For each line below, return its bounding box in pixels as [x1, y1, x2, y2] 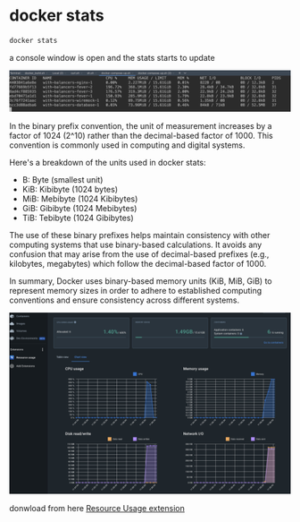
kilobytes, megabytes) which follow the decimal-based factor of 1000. [9, 258, 267, 269]
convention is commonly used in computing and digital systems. [9, 140, 246, 150]
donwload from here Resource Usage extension [9, 502, 185, 513]
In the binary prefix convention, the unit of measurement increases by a [9, 120, 272, 131]
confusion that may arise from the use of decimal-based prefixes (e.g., [9, 248, 270, 260]
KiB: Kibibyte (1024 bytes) [21, 184, 119, 194]
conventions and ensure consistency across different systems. [9, 295, 240, 305]
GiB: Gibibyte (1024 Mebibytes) [21, 202, 137, 213]
